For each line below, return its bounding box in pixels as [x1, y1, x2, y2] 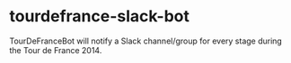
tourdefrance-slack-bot [9, 6, 190, 27]
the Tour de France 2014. [9, 44, 102, 55]
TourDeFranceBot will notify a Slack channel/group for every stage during [9, 35, 283, 46]
